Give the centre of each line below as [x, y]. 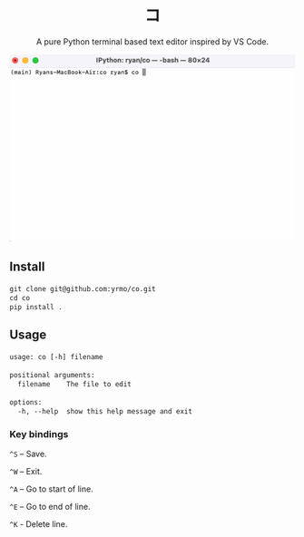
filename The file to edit [74, 384]
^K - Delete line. [39, 523]
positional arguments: [52, 375]
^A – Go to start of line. [51, 489]
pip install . [36, 307]
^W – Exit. [26, 471]
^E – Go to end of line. [50, 506]
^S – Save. [28, 454]
